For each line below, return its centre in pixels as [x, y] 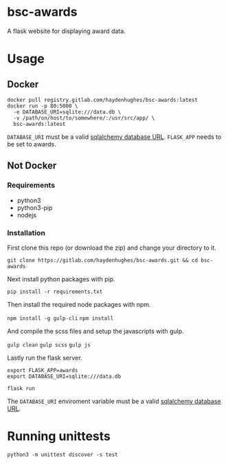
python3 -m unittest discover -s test [62, 455]
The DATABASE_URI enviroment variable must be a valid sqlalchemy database [114, 401]
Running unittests [59, 436]
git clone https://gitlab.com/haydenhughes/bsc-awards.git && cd [102, 260]
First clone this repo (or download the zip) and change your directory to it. [112, 248]
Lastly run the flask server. [45, 358]
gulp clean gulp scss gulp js [49, 345]
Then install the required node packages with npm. [79, 304]
